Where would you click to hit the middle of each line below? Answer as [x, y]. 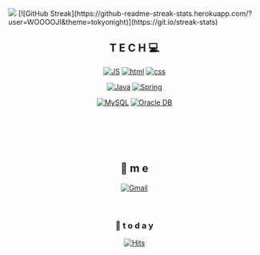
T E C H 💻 [134, 48]
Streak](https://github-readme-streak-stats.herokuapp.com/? [151, 14]
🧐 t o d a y [134, 225]
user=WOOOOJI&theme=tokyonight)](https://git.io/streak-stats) [113, 22]
